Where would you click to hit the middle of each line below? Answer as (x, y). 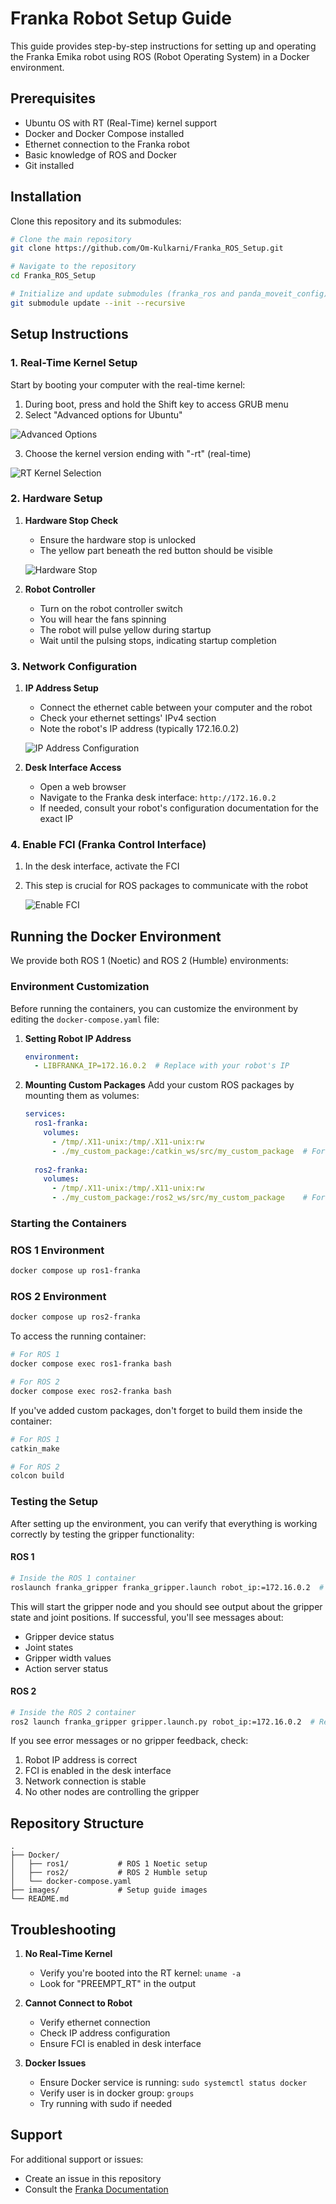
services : (45, 1114)
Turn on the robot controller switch (111, 608)
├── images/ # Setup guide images (109, 1890)
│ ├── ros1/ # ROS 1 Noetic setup (109, 1864)
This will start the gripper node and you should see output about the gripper (166, 1606)
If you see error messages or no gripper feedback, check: (129, 1741)
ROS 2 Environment (58, 1297)
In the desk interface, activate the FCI (102, 866)
